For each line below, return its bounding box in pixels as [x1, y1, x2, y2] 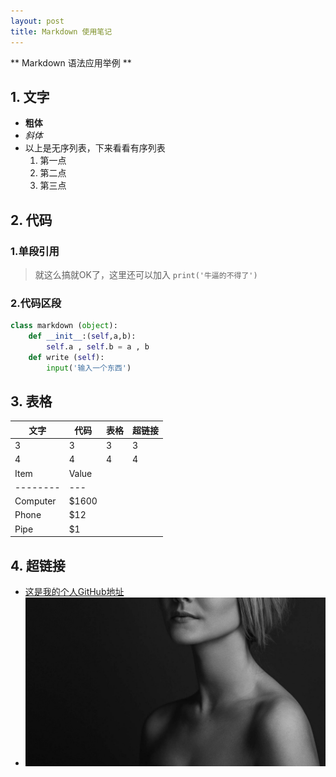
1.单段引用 [10, 244, 60, 258]
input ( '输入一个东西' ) [46, 363, 132, 373]
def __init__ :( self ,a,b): [28, 331, 137, 342]
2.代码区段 [10, 296, 62, 310]
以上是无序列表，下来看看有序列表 [24, 142, 166, 154]
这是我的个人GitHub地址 [24, 586, 125, 598]
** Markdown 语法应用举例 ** [10, 56, 132, 69]
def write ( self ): [28, 352, 105, 362]
